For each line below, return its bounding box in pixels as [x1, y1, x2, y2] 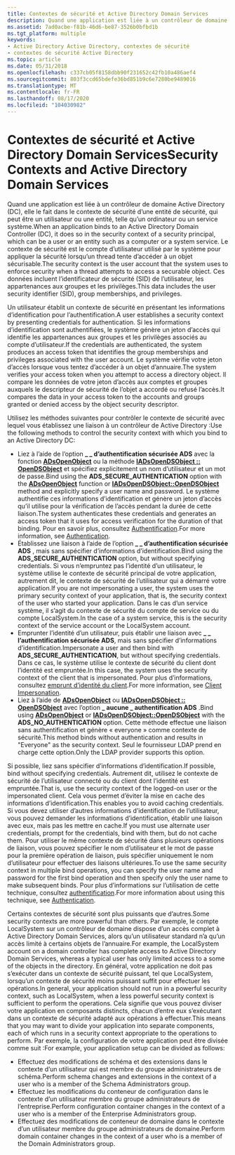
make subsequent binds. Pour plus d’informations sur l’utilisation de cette [7, 880, 220, 889]
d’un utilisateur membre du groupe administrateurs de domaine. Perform [17, 1124, 225, 1133]
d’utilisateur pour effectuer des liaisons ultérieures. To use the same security [7, 858, 227, 867]
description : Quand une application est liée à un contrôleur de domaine [7, 17, 228, 24]
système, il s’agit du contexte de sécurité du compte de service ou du [17, 606, 219, 614]
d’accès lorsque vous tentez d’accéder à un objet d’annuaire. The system [7, 362, 217, 371]
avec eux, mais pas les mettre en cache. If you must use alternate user [7, 821, 210, 829]
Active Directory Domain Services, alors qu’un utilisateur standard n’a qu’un [7, 932, 226, 940]
